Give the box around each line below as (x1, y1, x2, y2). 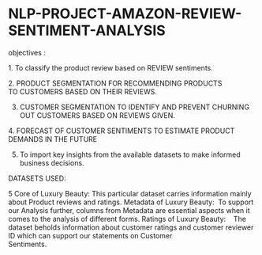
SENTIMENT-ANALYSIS (8, 21, 166, 40)
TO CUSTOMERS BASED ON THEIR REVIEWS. (8, 86, 158, 96)
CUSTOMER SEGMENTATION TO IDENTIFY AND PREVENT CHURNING (19, 102, 250, 112)
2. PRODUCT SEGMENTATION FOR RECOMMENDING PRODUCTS (8, 78, 223, 88)
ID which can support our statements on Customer (8, 230, 173, 240)
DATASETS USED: (8, 173, 66, 183)
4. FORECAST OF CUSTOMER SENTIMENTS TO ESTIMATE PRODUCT (8, 126, 235, 135)
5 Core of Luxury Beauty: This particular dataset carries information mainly (8, 188, 252, 198)
